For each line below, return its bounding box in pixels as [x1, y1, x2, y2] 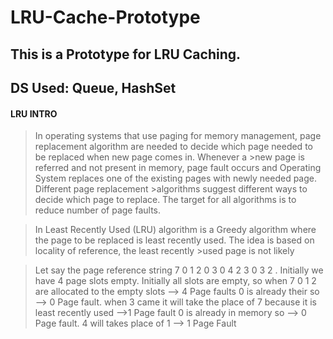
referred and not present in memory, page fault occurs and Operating [34, 162, 322, 174]
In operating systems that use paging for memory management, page [34, 130, 322, 142]
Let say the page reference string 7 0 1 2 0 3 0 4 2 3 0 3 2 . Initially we [34, 264, 324, 276]
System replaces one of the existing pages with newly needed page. [34, 172, 318, 185]
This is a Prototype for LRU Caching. [10, 46, 242, 63]
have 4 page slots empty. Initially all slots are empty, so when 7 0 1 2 [34, 275, 317, 287]
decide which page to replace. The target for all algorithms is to [34, 194, 297, 206]
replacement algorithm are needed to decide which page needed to [34, 141, 313, 153]
